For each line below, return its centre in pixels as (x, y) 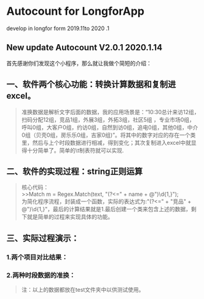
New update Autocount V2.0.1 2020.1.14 (84, 48)
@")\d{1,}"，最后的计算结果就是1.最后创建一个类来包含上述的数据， (106, 209)
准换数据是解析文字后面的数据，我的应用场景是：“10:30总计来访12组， (110, 112)
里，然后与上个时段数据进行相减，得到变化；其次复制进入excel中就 (106, 142)
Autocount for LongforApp (75, 11)
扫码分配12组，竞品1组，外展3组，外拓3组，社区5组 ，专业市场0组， (108, 119)
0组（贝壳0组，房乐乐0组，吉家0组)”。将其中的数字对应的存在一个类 (108, 135)
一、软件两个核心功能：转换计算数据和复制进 (91, 84)
